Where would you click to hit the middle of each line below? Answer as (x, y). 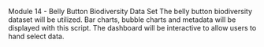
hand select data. (36, 36)
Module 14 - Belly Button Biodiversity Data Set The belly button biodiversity (130, 11)
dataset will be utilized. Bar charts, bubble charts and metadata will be (122, 20)
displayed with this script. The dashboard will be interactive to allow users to (132, 28)
